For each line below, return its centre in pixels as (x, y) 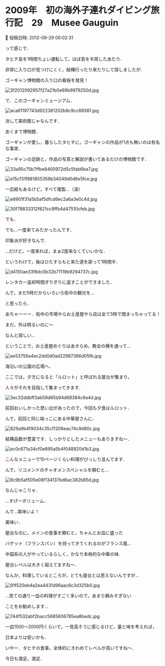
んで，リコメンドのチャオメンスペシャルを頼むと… (57, 470)
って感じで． (18, 48)
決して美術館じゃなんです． (33, 121)
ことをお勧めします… (27, 606)
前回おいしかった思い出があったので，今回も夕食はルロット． (69, 408)
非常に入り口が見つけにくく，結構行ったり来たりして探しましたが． (75, 69)
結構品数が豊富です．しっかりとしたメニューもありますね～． (69, 439)
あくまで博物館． (23, 131)
